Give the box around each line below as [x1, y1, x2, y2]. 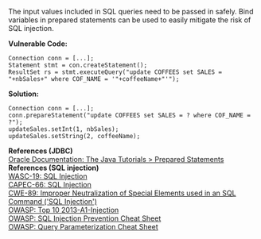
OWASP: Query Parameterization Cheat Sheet [8, 222, 158, 231]
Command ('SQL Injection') [8, 197, 98, 206]
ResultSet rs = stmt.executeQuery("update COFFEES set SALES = [8, 68, 223, 76]
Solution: [8, 89, 40, 98]
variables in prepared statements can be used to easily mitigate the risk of [8, 15, 251, 25]
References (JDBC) [8, 146, 73, 156]
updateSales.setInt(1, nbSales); [8, 125, 119, 133]
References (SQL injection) [8, 163, 99, 172]
